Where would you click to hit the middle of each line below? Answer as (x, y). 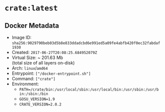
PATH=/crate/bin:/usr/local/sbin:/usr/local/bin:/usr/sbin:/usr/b (89, 90)
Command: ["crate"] (34, 79)
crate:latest (31, 8)
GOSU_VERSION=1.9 (37, 99)
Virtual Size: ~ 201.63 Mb (37, 57)
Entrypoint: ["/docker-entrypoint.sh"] (51, 73)
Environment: (25, 84)
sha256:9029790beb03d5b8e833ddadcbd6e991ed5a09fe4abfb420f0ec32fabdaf (86, 43)
